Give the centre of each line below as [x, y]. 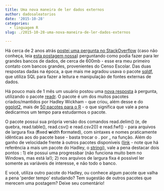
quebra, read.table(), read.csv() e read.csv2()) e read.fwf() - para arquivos [81, 127]
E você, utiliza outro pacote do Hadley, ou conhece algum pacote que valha [82, 173]
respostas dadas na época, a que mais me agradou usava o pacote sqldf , [79, 71]
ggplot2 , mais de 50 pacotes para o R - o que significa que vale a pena [77, 107]
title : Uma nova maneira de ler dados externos [55, 10]
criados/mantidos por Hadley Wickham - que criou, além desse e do [74, 102]
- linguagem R [24, 28]
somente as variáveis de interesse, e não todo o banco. [61, 163]
